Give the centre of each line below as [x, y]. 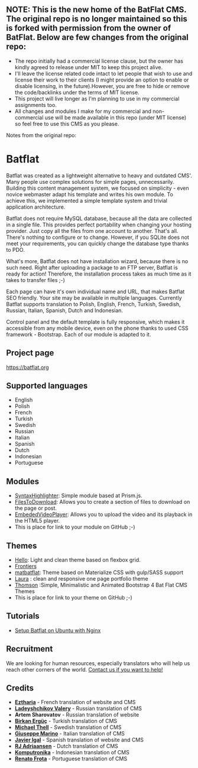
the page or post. [36, 508]
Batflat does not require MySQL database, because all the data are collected [99, 218]
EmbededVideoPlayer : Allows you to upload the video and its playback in [103, 514]
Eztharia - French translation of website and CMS [75, 702]
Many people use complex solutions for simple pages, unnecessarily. [90, 182]
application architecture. [36, 207]
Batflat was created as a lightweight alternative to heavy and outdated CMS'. [99, 175]
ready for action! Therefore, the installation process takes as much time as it [99, 274]
